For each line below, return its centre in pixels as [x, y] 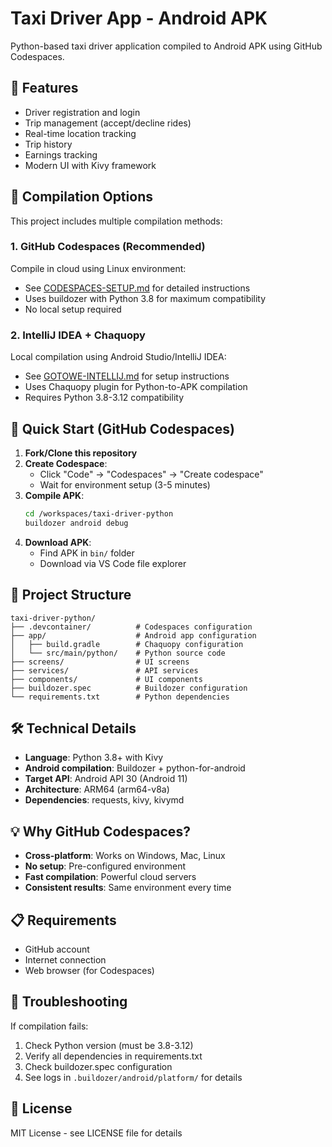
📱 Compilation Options [81, 197]
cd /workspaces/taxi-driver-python [99, 513]
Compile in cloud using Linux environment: [98, 268]
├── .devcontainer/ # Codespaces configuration [131, 627]
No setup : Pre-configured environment [105, 866]
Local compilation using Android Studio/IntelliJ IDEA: [118, 357]
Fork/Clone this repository [81, 453]
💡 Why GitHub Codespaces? [100, 831]
